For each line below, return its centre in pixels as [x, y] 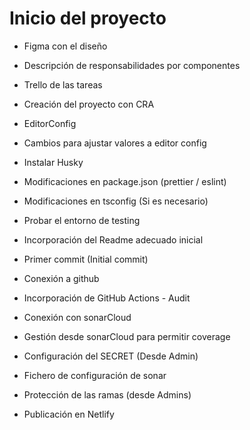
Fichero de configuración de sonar [95, 375]
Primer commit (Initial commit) [86, 259]
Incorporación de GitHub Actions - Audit [107, 298]
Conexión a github [61, 278]
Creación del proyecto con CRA [89, 104]
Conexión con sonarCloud [77, 317]
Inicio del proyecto [88, 18]
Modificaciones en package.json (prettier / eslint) [125, 181]
